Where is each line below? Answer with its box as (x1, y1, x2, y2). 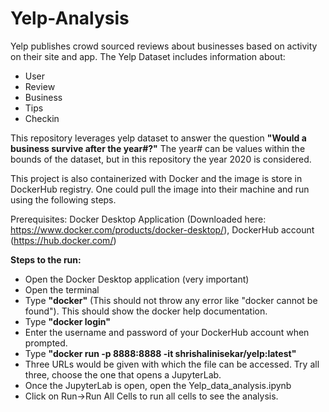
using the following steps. (10, 193, 117, 206)
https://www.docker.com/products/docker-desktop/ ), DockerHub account (10, 223, 315, 236)
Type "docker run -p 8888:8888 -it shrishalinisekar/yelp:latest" (24, 347, 297, 359)
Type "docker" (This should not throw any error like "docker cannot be (24, 294, 318, 306)
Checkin (24, 112, 60, 124)
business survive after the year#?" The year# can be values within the (10, 142, 306, 154)
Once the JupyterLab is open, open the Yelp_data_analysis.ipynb (24, 379, 292, 391)
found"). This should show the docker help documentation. (24, 305, 268, 317)
